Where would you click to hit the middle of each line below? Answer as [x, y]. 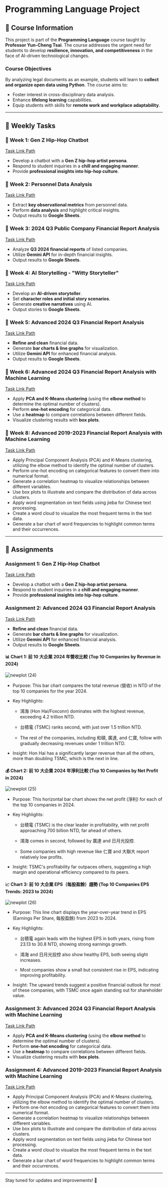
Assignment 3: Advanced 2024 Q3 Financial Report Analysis [80, 1009]
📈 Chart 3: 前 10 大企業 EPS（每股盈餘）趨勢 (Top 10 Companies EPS [77, 884]
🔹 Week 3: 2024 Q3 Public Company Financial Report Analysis [82, 228]
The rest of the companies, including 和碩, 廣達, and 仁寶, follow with [91, 738]
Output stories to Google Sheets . [46, 309]
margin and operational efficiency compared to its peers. [71, 872]
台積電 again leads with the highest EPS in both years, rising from [87, 938]
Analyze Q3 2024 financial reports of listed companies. [70, 249]
